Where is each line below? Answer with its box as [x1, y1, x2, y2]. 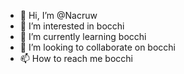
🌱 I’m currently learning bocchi [19, 31, 147, 42]
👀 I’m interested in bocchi [19, 20, 125, 32]
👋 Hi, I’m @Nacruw [19, 10, 98, 21]
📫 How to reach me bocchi [19, 53, 133, 64]
